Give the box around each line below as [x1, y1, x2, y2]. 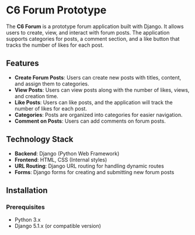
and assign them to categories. [14, 80, 89, 87]
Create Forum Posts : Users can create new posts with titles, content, [14, 74, 182, 81]
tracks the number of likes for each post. [6, 42, 104, 49]
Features [6, 58, 39, 68]
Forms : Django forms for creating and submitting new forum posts [14, 168, 175, 175]
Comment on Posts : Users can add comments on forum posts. [14, 117, 166, 125]
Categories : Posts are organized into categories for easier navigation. [14, 111, 183, 118]
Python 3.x [14, 216, 41, 223]
